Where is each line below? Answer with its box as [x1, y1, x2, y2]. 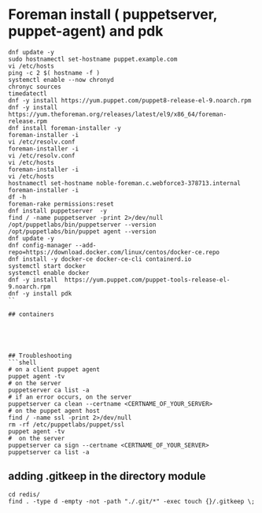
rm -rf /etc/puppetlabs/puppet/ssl [8, 420, 125, 429]
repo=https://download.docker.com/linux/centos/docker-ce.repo [8, 248, 220, 256]
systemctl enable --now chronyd [8, 76, 114, 84]
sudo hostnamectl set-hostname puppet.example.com [8, 55, 178, 63]
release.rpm [8, 117, 47, 125]
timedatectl [8, 89, 47, 98]
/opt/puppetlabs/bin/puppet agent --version [8, 227, 157, 236]
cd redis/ [8, 490, 41, 498]
